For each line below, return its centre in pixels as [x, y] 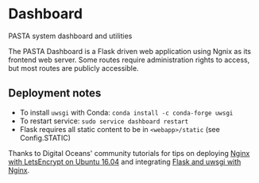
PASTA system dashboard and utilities [70, 36]
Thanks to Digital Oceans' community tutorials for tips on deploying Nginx [129, 153]
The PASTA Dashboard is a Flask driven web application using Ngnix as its [130, 51]
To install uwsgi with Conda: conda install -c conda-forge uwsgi [126, 112]
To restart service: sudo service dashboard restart [104, 121]
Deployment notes [55, 93]
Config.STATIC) [45, 138]
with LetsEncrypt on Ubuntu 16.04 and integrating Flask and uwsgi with [125, 162]
